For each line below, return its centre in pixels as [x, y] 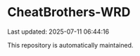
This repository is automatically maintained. [70, 45]
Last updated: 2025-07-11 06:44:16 [58, 31]
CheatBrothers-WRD [69, 12]
